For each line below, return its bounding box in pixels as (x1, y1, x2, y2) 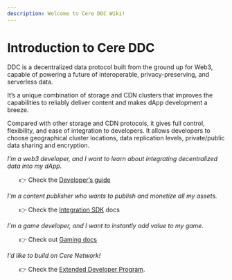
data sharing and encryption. (7, 141, 90, 149)
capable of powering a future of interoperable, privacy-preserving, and (7, 70, 210, 78)
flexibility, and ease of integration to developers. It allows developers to (7, 126, 211, 135)
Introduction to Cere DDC (7, 39, 155, 55)
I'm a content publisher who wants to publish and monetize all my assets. (7, 192, 217, 200)
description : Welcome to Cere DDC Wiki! (7, 10, 126, 17)
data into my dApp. (7, 162, 62, 170)
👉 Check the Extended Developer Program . (19, 265, 145, 273)
